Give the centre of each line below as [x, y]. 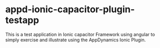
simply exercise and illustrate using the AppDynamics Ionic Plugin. [76, 40]
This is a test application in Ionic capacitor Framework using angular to [80, 34]
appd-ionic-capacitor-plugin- [70, 9]
